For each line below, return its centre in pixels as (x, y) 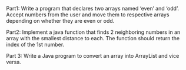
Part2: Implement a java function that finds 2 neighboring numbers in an (93, 32)
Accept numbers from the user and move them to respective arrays (88, 15)
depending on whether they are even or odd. (60, 21)
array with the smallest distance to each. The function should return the (93, 38)
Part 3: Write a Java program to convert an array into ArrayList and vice (93, 56)
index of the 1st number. (35, 44)
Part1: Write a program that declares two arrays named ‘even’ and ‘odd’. (93, 8)
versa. (14, 62)
